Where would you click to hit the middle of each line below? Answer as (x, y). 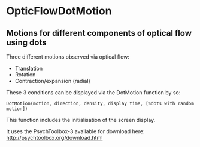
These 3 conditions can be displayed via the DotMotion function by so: (93, 93)
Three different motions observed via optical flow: (68, 57)
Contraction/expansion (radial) (53, 81)
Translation (29, 68)
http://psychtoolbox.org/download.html (54, 138)
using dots (26, 42)
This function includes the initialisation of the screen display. (81, 120)
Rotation (25, 75)
